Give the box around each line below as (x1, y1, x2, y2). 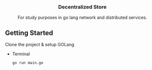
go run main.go (12, 60, 44, 66)
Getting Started (5, 29, 53, 37)
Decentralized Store (58, 3, 107, 10)
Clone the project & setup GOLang (5, 42, 75, 48)
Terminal (12, 51, 30, 57)
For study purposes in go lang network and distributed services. (18, 15, 147, 20)
